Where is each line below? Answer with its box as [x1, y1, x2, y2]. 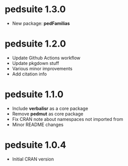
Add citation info [12, 71, 47, 77]
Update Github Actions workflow [12, 55, 81, 61]
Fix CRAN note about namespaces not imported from [12, 116, 123, 122]
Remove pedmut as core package [12, 110, 83, 117]
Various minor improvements [12, 65, 73, 71]
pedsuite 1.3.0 [5, 4, 66, 15]
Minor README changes [12, 121, 64, 128]
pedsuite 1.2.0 [5, 38, 67, 50]
